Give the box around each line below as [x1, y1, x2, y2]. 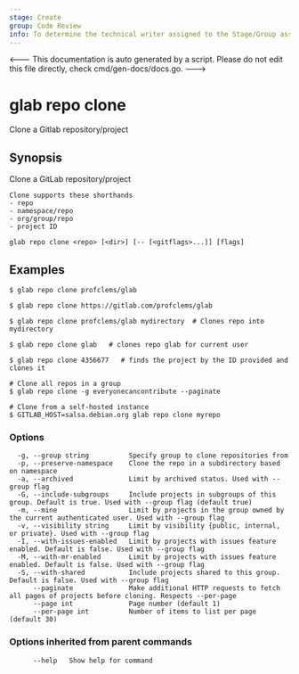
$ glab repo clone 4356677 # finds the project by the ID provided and [9, 356, 289, 365]
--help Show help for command [32, 656, 153, 665]
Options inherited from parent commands [9, 636, 193, 648]
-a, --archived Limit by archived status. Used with [17, 474, 269, 484]
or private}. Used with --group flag [9, 530, 149, 538]
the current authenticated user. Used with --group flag [9, 514, 225, 522]
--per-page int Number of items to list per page [32, 607, 256, 616]
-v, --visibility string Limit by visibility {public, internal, [17, 522, 280, 530]
